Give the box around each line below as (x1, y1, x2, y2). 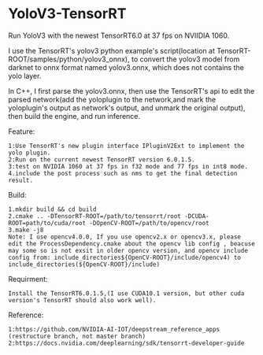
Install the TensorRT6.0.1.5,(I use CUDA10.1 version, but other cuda (8, 289, 245, 298)
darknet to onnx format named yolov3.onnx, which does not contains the (8, 62, 244, 72)
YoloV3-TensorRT (8, 5, 127, 23)
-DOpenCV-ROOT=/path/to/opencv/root (89, 219, 210, 227)
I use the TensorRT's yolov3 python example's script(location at (8, 46, 215, 55)
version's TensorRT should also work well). (8, 296, 157, 304)
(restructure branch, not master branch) (8, 332, 146, 340)
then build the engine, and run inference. (8, 111, 140, 120)
